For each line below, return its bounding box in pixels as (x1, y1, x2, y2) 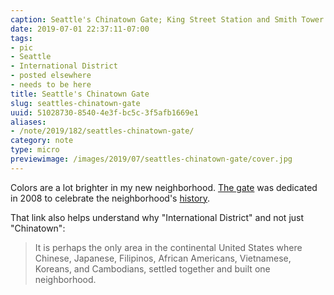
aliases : (10, 117, 47, 127)
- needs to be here (10, 80, 92, 90)
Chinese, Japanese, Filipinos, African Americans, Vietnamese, (34, 252, 292, 264)
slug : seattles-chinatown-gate (10, 98, 141, 108)
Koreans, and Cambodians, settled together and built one (34, 262, 271, 275)
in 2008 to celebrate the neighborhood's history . (10, 192, 211, 204)
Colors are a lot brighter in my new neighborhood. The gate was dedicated (10, 181, 318, 193)
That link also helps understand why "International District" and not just (10, 211, 305, 223)
